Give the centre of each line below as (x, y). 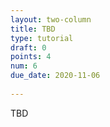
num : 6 (24, 66)
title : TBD (33, 29)
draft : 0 (28, 47)
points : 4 (31, 57)
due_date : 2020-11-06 (55, 76)
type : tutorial (42, 38)
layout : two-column (51, 19)
